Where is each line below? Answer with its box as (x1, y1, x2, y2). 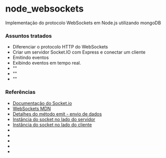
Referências (5, 89, 36, 96)
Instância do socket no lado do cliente (12, 122, 92, 128)
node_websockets (5, 3, 84, 15)
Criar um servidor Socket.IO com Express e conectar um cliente (12, 49, 146, 56)
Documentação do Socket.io (12, 100, 72, 106)
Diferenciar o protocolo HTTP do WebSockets (12, 44, 108, 50)
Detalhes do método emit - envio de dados (12, 111, 102, 117)
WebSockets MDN (12, 106, 51, 112)
